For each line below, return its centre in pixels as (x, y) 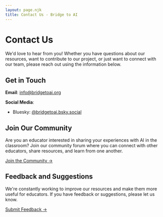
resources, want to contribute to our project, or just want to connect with (81, 59)
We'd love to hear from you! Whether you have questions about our (75, 54)
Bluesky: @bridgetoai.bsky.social (47, 112)
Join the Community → (29, 161)
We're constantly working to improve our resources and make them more (81, 189)
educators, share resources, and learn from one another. (64, 151)
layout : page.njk (23, 10)
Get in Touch (26, 80)
